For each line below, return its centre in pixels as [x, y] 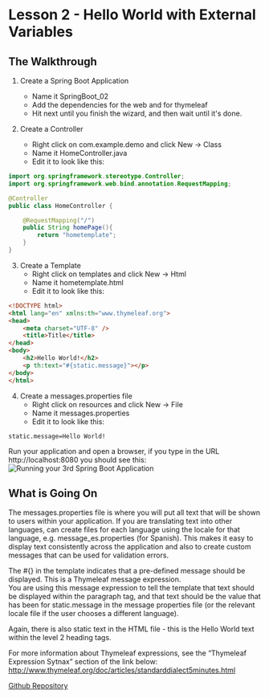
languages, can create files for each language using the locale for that [124, 530]
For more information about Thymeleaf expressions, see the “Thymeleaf [128, 653]
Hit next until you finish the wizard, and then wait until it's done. [137, 113]
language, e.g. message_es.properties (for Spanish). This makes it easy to [131, 538]
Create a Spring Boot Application [74, 81]
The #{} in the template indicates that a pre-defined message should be [127, 571]
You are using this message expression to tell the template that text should [131, 588]
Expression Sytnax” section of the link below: [83, 662]
